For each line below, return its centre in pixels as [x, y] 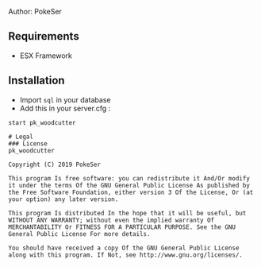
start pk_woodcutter [42, 122]
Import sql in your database [65, 99]
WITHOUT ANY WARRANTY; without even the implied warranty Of [111, 220]
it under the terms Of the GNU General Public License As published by [129, 185]
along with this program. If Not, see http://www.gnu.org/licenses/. [126, 255]
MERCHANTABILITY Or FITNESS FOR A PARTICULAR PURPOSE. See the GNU [122, 227]
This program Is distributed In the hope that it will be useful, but [127, 213]
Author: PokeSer [35, 12]
